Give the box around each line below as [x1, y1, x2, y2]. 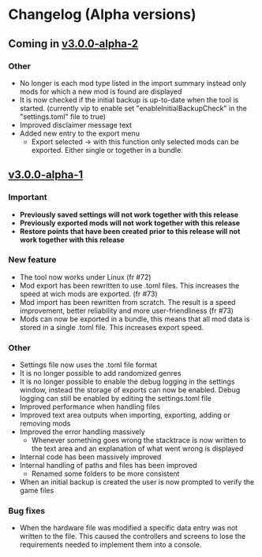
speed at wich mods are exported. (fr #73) [19, 289, 158, 299]
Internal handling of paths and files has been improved [19, 461, 197, 470]
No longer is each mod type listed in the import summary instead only [19, 78, 247, 87]
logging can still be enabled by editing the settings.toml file [19, 394, 211, 403]
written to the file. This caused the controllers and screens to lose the [19, 532, 246, 541]
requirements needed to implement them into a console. [19, 540, 203, 549]
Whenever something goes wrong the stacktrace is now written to [31, 436, 246, 445]
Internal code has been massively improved [19, 452, 162, 462]
